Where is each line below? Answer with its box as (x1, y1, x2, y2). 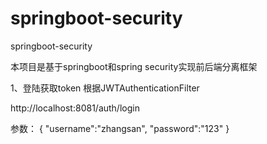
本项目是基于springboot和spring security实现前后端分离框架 (10, 60, 258, 72)
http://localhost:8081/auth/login (10, 102, 140, 114)
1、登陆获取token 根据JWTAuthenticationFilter (10, 82, 200, 94)
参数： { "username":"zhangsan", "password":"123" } (10, 122, 230, 134)
